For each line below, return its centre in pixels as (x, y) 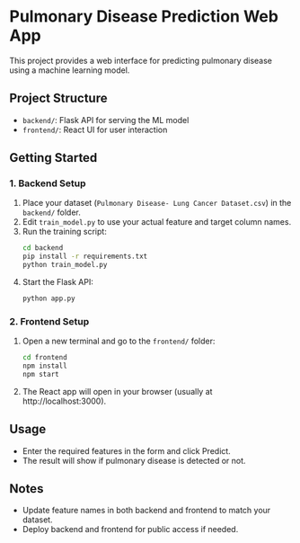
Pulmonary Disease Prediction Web (144, 17)
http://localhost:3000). (64, 401)
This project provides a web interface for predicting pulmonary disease (141, 60)
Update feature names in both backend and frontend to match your (146, 511)
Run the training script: (65, 232)
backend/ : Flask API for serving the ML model (106, 120)
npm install (44, 366)
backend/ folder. (51, 212)
